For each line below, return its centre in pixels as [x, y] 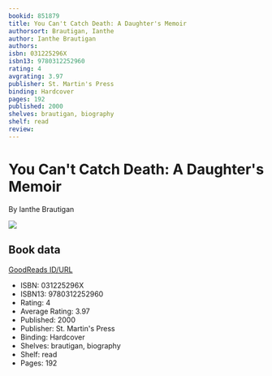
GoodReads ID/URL [41, 270]
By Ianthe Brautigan [41, 209]
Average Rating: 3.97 [55, 311]
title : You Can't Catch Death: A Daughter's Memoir [97, 24]
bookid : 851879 [34, 16]
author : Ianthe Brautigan [52, 39]
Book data [35, 250]
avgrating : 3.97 [36, 76]
